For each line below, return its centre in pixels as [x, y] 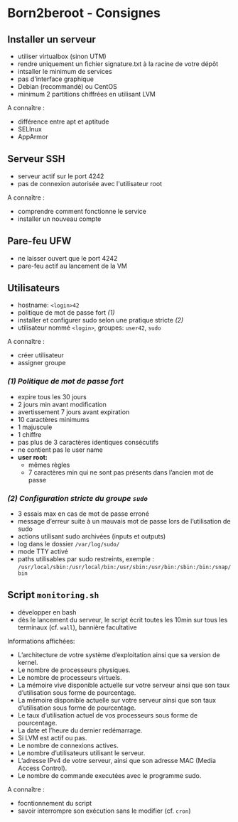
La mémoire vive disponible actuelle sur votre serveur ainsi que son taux [124, 685]
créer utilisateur [40, 355]
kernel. [28, 662]
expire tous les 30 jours [52, 396]
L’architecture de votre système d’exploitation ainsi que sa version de [119, 654]
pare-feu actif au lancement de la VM [72, 266]
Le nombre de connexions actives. [68, 745]
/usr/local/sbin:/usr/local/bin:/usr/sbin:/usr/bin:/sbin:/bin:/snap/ [124, 567]
